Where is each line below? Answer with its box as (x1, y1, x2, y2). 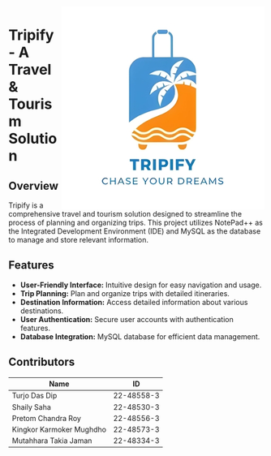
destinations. (19, 306, 64, 316)
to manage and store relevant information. (8, 235, 148, 244)
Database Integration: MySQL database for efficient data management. (19, 331, 260, 342)
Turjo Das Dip (11, 391, 58, 401)
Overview (8, 179, 59, 192)
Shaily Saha (11, 402, 51, 411)
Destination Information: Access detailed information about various (19, 297, 248, 307)
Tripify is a (8, 200, 44, 210)
